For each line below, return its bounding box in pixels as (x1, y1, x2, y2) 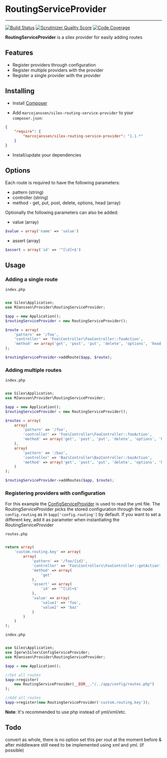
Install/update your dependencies (12, 152, 82, 158)
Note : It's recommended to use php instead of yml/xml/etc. (5, 709, 127, 715)
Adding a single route (5, 276, 58, 283)
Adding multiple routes (5, 366, 62, 373)
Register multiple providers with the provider (12, 67, 104, 73)
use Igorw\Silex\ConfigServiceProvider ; (5, 650, 90, 655)
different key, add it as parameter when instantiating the (5, 517, 120, 523)
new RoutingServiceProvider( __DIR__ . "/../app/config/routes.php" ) (14, 682, 155, 687)
